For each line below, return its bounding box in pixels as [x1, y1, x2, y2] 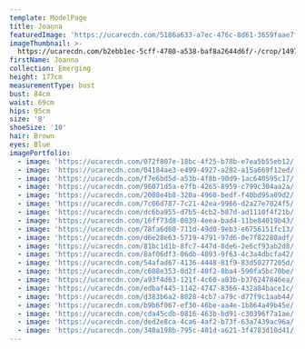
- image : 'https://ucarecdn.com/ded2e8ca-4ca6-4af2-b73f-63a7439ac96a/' [17, 317, 299, 327]
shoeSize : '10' [9, 124, 67, 133]
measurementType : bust [9, 81, 95, 90]
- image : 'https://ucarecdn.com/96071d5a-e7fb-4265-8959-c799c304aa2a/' [17, 183, 299, 192]
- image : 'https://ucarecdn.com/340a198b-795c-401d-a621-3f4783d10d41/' [17, 326, 299, 335]
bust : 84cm [9, 89, 51, 98]
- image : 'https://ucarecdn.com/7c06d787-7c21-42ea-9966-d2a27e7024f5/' [17, 199, 299, 209]
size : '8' [9, 115, 47, 124]
